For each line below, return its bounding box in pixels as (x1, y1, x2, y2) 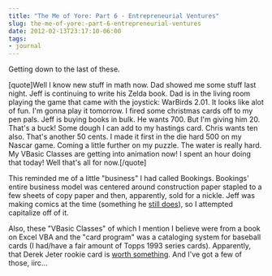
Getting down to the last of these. (8, 64, 120, 74)
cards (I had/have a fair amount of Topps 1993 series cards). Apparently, (8, 241, 252, 251)
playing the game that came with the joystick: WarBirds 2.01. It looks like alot (8, 97, 264, 107)
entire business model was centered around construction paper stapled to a (8, 182, 262, 192)
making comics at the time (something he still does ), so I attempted (8, 200, 233, 209)
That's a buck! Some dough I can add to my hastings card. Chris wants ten (8, 123, 258, 133)
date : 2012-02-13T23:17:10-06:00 (8, 27, 122, 35)
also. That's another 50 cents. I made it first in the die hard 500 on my (8, 132, 242, 142)
